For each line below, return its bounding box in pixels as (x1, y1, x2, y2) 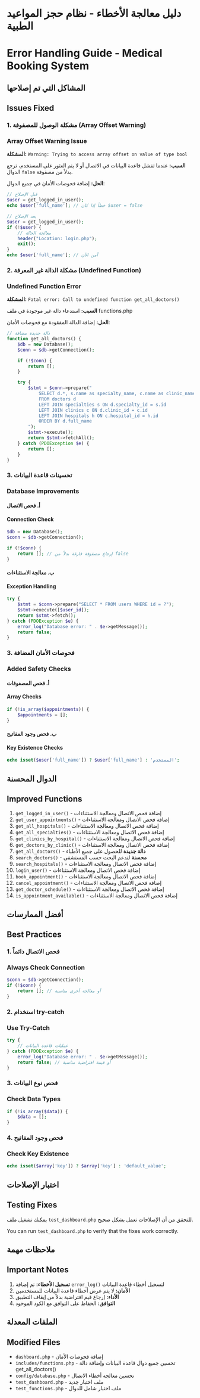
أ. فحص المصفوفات (7, 679, 50, 686)
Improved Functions (7, 794, 82, 804)
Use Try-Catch (7, 1023, 50, 1032)
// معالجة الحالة (17, 230, 51, 236)
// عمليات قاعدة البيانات (17, 1043, 69, 1049)
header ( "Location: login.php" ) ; (17, 235, 97, 241)
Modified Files (7, 1337, 61, 1347)
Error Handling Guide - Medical (7, 46, 163, 60)
